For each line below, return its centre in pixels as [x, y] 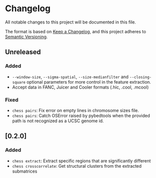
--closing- [141, 77]
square [19, 82]
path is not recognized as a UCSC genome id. [58, 121]
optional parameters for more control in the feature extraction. [89, 82]
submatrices [25, 171]
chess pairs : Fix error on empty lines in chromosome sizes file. [75, 110]
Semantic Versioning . [26, 37]
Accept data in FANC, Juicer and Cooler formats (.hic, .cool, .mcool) [80, 87]
